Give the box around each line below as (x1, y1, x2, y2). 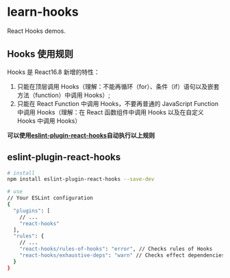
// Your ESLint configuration (7, 194, 94, 202)
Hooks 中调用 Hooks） (16, 116, 81, 125)
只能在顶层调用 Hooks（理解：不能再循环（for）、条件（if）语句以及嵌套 (16, 82, 220, 90)
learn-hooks (7, 4, 79, 20)
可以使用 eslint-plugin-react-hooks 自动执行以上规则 (7, 131, 155, 139)
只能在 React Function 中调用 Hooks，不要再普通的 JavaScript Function (16, 99, 219, 108)
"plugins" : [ (13, 207, 51, 214)
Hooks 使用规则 (7, 49, 74, 60)
